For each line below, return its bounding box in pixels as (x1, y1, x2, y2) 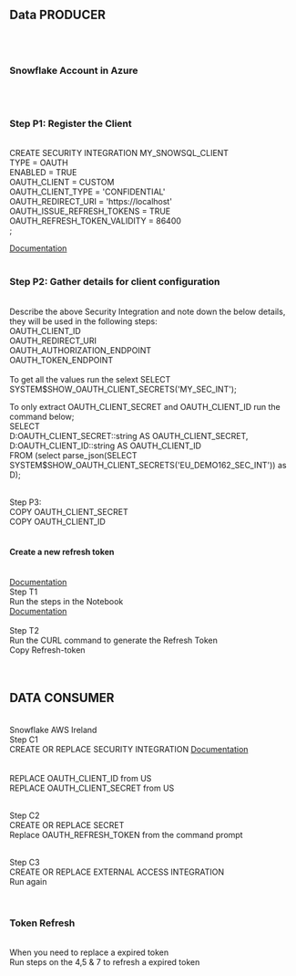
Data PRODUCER (9, 7, 107, 23)
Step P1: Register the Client (9, 118, 132, 131)
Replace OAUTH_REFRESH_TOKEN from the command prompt (9, 829, 243, 840)
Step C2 (9, 810, 40, 821)
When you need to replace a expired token (9, 947, 169, 958)
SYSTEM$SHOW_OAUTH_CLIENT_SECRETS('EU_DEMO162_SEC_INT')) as (9, 459, 287, 470)
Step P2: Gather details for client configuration (9, 276, 220, 289)
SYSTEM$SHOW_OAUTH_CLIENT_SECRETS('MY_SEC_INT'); (9, 383, 237, 394)
